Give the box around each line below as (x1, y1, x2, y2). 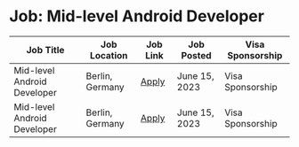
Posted (181, 49, 212, 61)
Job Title (26, 43, 65, 56)
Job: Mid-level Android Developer (9, 6, 265, 27)
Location (90, 49, 128, 61)
